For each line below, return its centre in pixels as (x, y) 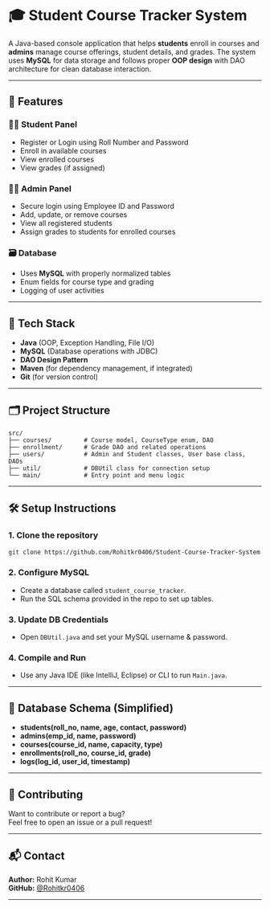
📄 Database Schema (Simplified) (91, 708)
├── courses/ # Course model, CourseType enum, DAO (111, 440)
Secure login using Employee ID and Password (97, 206)
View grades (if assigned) (63, 168)
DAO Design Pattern (54, 360)
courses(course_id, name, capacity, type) (91, 745)
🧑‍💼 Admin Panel (40, 188)
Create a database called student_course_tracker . (103, 590)
